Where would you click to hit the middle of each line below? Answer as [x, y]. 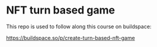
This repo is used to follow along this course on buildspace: [79, 26]
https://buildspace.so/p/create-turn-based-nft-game [71, 38]
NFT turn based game [61, 10]
